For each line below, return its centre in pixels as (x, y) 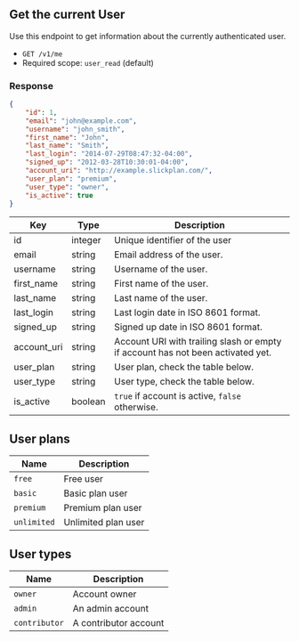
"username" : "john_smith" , (75, 129)
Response (31, 85)
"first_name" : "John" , (67, 137)
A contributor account (118, 623)
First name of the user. (162, 284)
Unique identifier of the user (173, 240)
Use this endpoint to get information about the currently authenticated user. (148, 36)
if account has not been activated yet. (193, 353)
